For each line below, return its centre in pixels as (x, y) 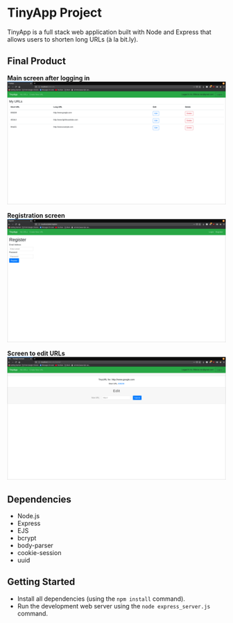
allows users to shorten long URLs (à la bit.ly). (73, 39)
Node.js (28, 516)
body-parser (35, 545)
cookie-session (39, 553)
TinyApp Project (55, 13)
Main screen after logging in (49, 78)
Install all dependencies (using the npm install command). (101, 599)
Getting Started (41, 582)
